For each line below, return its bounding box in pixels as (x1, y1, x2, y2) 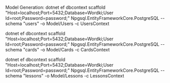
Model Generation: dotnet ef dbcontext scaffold (5, 5, 106, 10)
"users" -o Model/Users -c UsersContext (22, 20, 110, 26)
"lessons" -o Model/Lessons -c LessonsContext (22, 73, 125, 78)
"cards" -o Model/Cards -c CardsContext (22, 47, 110, 52)
